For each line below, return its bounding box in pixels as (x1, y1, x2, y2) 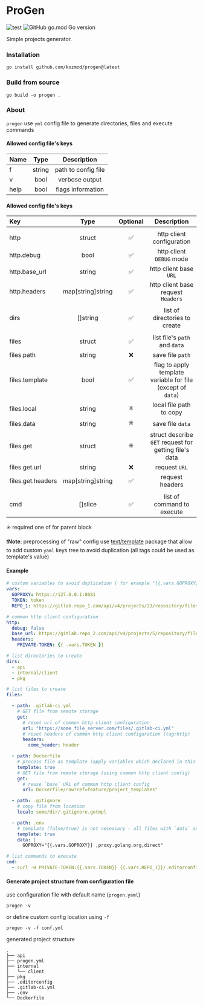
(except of (156, 384, 187, 392)
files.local (9, 405, 37, 413)
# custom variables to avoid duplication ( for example (6, 580, 150, 587)
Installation (6, 50, 40, 59)
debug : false (11, 625, 45, 631)
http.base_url (9, 267, 47, 276)
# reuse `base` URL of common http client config (22, 781, 150, 787)
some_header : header (28, 742, 80, 748)
